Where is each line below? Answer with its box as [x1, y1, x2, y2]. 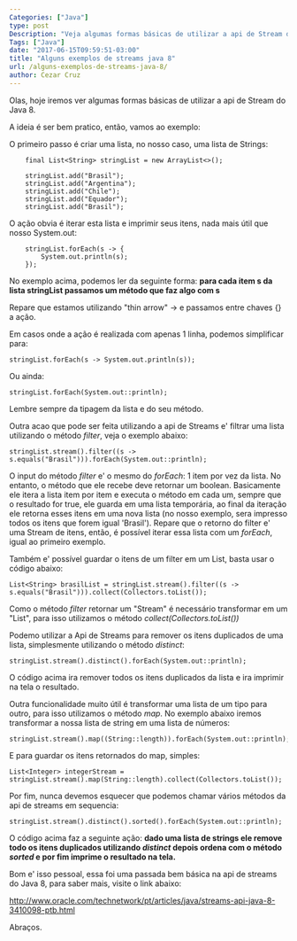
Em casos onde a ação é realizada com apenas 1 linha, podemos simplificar [9, 329, 285, 339]
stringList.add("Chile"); [25, 187, 121, 196]
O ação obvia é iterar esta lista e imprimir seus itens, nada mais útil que [9, 218, 269, 229]
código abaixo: [9, 563, 64, 573]
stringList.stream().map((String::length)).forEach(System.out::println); [9, 735, 291, 743]
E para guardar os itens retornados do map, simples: [9, 750, 201, 760]
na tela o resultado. [9, 681, 80, 692]
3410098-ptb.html [9, 905, 75, 915]
